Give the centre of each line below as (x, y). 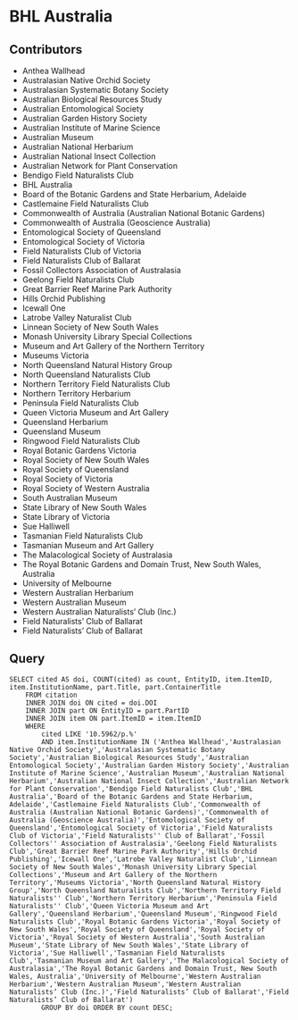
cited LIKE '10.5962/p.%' (90, 734)
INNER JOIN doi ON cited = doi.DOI (91, 703)
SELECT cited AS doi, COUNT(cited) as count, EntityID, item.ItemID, (141, 679)
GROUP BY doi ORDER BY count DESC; (108, 1007)
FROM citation (51, 695)
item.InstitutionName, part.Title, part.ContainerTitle (115, 687)
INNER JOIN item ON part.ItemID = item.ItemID (113, 718)
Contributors (46, 50)
